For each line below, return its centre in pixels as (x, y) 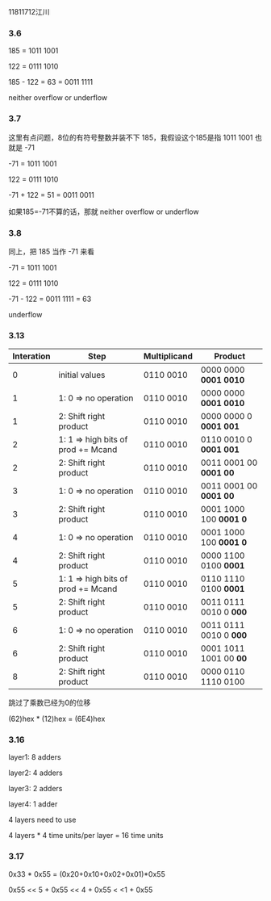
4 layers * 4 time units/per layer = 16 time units (86, 836)
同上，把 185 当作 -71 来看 (52, 251)
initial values (82, 375)
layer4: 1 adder (33, 804)
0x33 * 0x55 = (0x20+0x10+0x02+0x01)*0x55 (87, 874)
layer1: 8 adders (35, 757)
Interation (31, 356)
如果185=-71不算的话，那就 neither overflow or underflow (104, 212)
